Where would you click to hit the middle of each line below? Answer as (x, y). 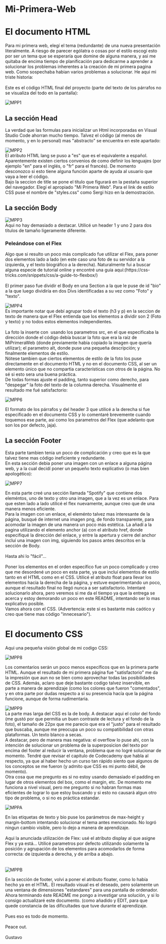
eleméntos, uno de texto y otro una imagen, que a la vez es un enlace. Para (82, 498)
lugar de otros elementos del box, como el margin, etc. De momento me (78, 782)
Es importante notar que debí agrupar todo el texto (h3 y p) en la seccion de (83, 311)
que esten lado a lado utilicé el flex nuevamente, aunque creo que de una (80, 503)
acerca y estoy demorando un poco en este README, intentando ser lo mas (83, 598)
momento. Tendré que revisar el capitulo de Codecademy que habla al (77, 756)
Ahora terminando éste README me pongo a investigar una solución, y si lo (82, 895)
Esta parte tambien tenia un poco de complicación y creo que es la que (78, 453)
